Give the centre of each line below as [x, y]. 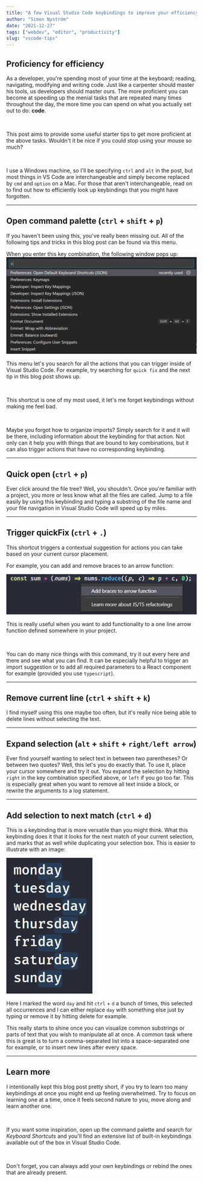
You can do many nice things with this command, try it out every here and [98, 654]
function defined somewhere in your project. [62, 630]
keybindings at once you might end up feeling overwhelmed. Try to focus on [101, 1093]
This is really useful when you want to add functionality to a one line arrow [99, 624]
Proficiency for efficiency [55, 64]
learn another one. [29, 1106]
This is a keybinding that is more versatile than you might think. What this [97, 830]
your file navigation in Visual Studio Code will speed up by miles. [87, 508]
